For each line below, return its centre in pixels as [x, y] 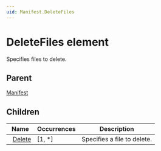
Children [23, 112]
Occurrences [57, 129]
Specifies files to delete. [36, 59]
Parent [19, 78]
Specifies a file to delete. [117, 139]
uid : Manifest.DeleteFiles [40, 12]
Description [117, 129]
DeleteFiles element [58, 42]
